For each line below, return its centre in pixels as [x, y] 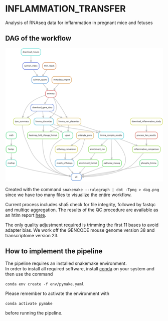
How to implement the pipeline [54, 251]
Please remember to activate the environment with [57, 293]
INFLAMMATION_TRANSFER [66, 9]
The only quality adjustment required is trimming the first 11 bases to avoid [82, 225]
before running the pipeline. [34, 313]
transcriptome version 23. [32, 235]
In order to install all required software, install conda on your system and [80, 268]
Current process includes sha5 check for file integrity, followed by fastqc [80, 204]
